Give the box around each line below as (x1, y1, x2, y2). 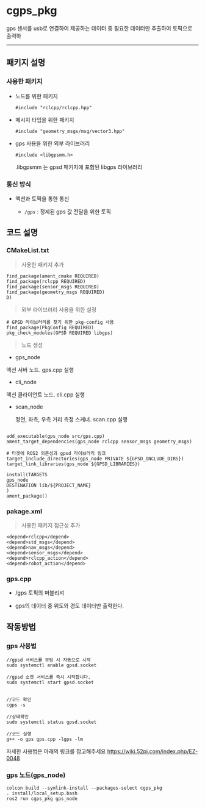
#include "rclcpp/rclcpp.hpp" (15, 104, 93, 110)
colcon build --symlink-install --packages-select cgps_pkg (6, 785, 163, 792)
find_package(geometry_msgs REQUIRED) (6, 289, 105, 295)
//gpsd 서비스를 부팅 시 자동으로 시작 (6, 657, 91, 663)
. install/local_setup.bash (6, 790, 78, 796)
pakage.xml (6, 507, 43, 515)
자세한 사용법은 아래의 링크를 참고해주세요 (6, 748, 106, 755)
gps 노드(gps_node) (6, 771, 66, 779)
